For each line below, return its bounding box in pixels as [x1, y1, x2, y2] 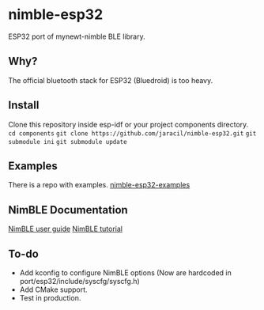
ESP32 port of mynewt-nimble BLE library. [8, 32, 145, 41]
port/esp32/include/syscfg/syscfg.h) [19, 277, 140, 285]
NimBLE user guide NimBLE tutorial [8, 224, 123, 234]
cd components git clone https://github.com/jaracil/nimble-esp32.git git [8, 129, 257, 138]
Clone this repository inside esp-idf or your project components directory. [8, 119, 249, 129]
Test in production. [19, 293, 81, 302]
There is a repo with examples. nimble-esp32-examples [8, 180, 190, 190]
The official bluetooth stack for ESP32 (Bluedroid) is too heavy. [8, 75, 213, 85]
